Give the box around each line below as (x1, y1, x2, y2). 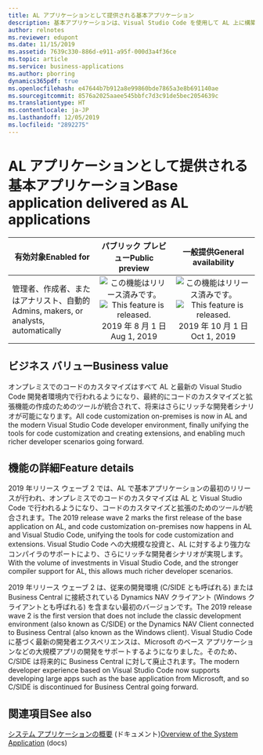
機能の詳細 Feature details (8, 461, 135, 475)
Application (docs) (8, 739, 68, 748)
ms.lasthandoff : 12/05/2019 (8, 114, 100, 122)
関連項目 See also (8, 707, 92, 720)
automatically (12, 325, 62, 336)
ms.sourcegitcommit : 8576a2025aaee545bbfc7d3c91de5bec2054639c (8, 92, 219, 100)
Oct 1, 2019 (190, 330, 236, 341)
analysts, (12, 315, 45, 326)
